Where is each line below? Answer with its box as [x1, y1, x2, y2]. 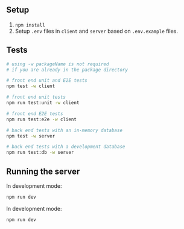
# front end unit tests [6, 94, 66, 101]
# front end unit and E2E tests [6, 78, 87, 84]
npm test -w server [6, 133, 56, 139]
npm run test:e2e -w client [6, 116, 77, 122]
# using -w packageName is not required [6, 61, 110, 67]
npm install [14, 22, 45, 28]
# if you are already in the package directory [6, 67, 128, 73]
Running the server [6, 166, 80, 176]
